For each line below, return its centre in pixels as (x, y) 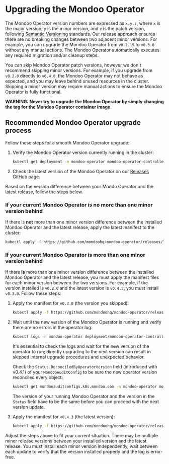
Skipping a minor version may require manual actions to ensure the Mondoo (84, 86)
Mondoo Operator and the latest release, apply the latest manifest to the (80, 227)
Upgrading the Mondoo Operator (75, 9)
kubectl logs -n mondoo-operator (48, 336)
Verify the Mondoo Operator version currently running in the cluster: (83, 152)
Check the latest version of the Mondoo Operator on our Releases (81, 171)
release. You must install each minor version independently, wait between (81, 446)
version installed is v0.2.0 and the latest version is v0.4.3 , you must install (82, 288)
